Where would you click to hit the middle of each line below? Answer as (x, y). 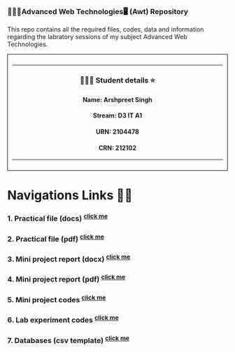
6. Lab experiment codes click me (63, 319)
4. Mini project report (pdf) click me (66, 279)
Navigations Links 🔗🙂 (70, 196)
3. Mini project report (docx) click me (69, 259)
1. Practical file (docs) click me (58, 218)
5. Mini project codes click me (57, 299)
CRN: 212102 (117, 148)
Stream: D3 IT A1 (117, 115)
